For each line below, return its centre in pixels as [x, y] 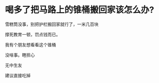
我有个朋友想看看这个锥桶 [31, 44]
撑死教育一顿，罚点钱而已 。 [33, 34]
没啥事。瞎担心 [20, 55]
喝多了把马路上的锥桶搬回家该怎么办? [79, 10]
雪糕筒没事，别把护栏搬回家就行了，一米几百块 [52, 24]
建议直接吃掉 [18, 75]
